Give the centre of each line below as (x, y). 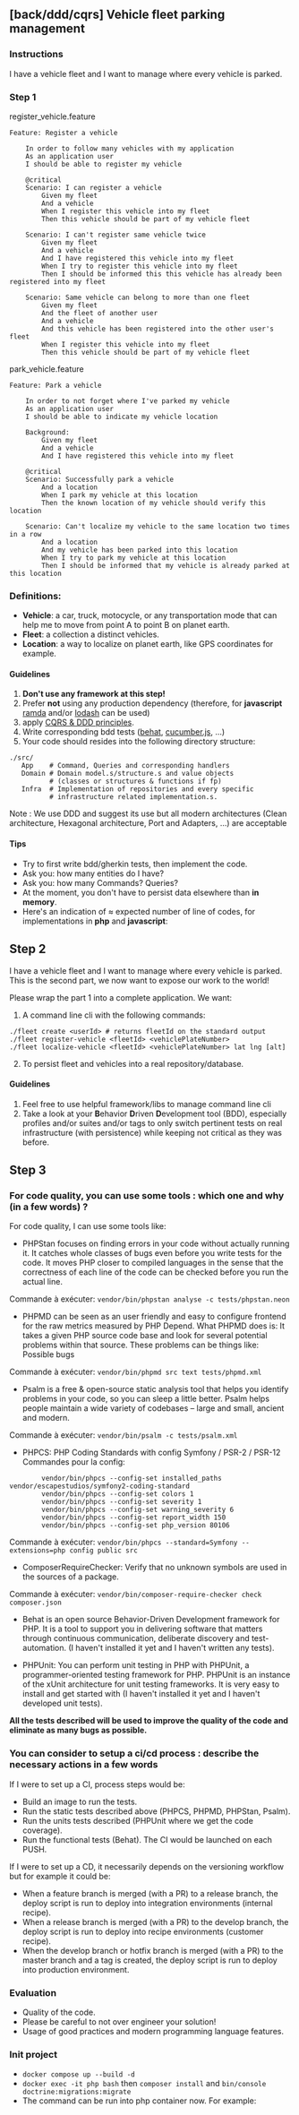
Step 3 (28, 1170)
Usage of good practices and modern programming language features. (153, 2031)
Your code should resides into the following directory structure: (139, 742)
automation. (44, 1648)
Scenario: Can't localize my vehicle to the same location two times (158, 526)
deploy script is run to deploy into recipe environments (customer (143, 1931)
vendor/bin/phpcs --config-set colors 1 (118, 1494)
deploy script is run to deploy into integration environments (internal (147, 1903)
